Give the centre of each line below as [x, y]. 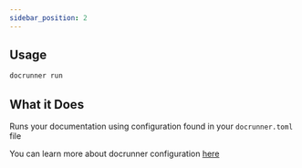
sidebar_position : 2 [49, 18]
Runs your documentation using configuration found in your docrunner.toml [151, 126]
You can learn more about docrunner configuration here [115, 154]
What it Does [47, 105]
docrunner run [36, 76]
